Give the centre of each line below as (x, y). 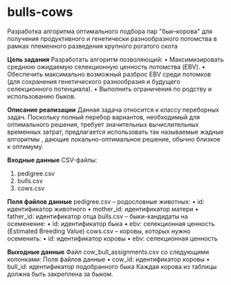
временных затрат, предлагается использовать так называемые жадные (115, 132)
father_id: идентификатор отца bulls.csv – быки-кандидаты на (98, 216)
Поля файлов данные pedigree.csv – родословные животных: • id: (106, 201)
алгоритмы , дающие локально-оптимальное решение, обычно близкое (114, 139)
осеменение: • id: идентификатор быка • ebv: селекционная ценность (111, 223)
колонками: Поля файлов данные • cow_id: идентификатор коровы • (109, 259)
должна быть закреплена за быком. (60, 274)
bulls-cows (40, 12)
